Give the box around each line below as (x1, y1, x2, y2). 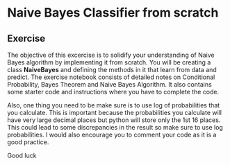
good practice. (7, 138, 49, 146)
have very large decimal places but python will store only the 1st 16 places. (7, 116, 221, 124)
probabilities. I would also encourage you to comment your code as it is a (7, 130, 217, 139)
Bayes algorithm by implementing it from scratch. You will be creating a (7, 58, 211, 67)
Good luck (7, 151, 37, 159)
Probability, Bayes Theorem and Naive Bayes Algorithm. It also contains (7, 80, 212, 88)
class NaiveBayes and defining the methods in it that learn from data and (7, 66, 217, 73)
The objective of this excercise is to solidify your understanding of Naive (7, 51, 215, 59)
